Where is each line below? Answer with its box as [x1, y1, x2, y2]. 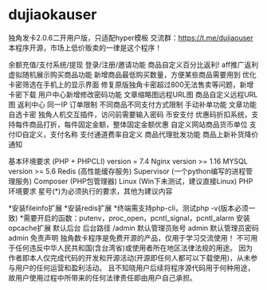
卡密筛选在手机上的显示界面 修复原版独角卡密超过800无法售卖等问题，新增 [8, 80, 254, 89]
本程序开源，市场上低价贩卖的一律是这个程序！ [8, 42, 162, 53]
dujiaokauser [8, 6, 97, 24]
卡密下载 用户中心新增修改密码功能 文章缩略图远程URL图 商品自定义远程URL [8, 89, 258, 99]
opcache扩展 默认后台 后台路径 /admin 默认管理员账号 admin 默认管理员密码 [8, 223, 259, 233]
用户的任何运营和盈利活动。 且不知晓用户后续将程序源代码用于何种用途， [14, 263, 255, 272]
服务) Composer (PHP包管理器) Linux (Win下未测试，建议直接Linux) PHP [14, 176, 253, 186]
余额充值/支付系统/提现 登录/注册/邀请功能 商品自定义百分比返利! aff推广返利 [8, 60, 259, 69]
